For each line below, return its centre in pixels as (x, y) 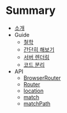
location (33, 91)
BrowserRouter (42, 78)
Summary (30, 11)
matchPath (37, 103)
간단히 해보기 (39, 50)
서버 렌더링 (36, 57)
